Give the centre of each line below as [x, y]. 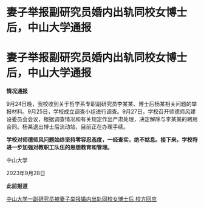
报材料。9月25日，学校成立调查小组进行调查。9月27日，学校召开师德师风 [98, 112]
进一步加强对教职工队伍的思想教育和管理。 [59, 147]
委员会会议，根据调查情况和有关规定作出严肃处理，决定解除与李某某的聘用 [104, 119]
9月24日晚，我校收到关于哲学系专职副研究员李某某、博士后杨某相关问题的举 [102, 104]
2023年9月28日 [26, 173]
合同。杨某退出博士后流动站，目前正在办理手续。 [67, 127]
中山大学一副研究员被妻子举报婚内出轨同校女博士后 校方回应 [81, 199]
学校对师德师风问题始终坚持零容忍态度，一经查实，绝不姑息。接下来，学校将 [102, 140]
